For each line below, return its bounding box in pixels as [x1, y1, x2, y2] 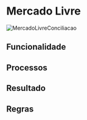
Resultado [6, 83, 46, 93]
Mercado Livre [6, 4, 81, 18]
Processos [6, 62, 47, 73]
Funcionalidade [6, 42, 66, 52]
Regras [6, 104, 34, 114]
